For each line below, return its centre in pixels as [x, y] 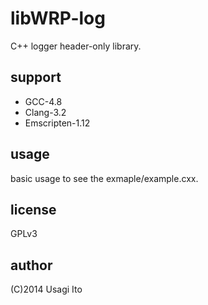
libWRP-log [58, 18]
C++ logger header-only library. [76, 46]
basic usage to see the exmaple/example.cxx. [104, 178]
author [31, 265]
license [33, 209]
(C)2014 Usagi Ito [46, 289]
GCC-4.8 [43, 101]
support [36, 77]
